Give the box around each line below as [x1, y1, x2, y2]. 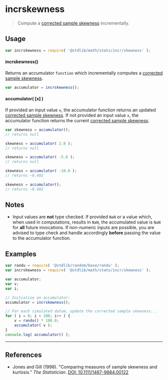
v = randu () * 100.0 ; [14, 318, 59, 323]
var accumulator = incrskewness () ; [5, 85, 79, 90]
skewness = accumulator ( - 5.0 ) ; [5, 154, 75, 160]
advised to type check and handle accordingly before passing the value [12, 230, 161, 236]
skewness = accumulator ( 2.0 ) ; [5, 141, 72, 146]
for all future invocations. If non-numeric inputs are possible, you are [12, 225, 154, 231]
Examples [5, 250, 36, 258]
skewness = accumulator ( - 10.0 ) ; [5, 168, 77, 173]
